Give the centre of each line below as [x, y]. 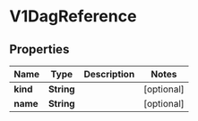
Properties [39, 49]
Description [109, 74]
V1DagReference [73, 16]
